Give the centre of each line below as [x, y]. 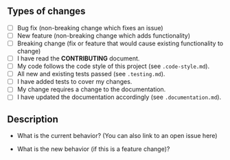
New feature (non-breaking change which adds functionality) [104, 35]
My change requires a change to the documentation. [91, 89]
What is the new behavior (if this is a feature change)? [93, 149]
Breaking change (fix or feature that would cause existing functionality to [120, 43]
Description [33, 119]
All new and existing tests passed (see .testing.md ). [91, 74]
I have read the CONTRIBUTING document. [78, 58]
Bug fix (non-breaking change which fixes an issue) [90, 27]
